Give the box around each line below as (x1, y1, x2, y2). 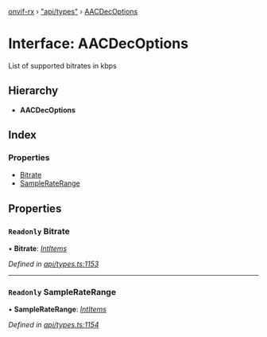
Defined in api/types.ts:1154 (8, 320, 99, 330)
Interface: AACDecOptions (8, 35, 189, 53)
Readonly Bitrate (8, 225, 70, 237)
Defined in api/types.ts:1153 (8, 259, 99, 269)
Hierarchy (8, 84, 59, 98)
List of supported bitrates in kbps (8, 61, 117, 70)
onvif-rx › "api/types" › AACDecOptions (8, 7, 138, 16)
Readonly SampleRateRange (8, 287, 117, 298)
